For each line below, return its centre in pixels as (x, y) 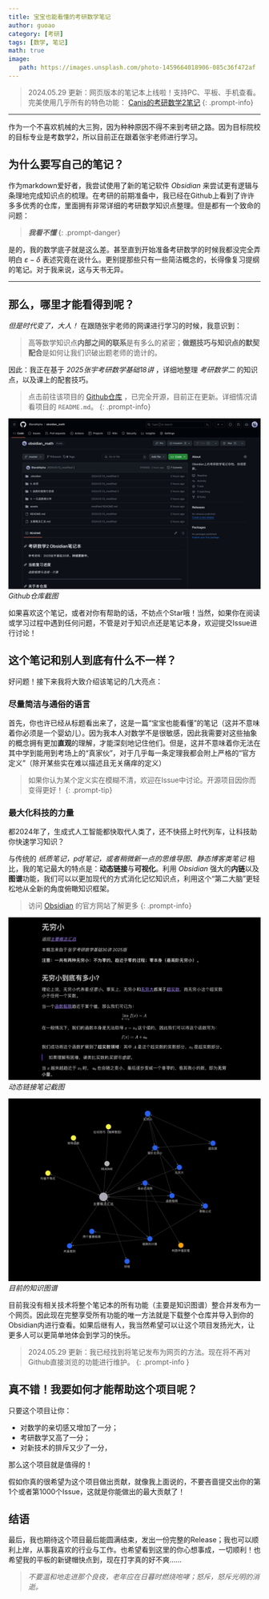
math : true (26, 51)
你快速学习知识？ (36, 842)
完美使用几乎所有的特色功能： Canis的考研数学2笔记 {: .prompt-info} (141, 102)
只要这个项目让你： (40, 1410)
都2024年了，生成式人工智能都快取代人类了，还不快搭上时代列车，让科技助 (133, 832)
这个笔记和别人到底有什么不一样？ (92, 661)
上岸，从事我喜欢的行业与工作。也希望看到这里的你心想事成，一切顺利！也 (138, 1550)
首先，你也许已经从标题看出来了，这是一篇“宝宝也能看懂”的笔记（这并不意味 (134, 723)
